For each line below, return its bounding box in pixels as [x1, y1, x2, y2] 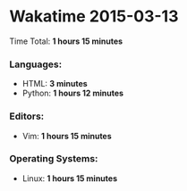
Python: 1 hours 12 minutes [21, 87, 123, 99]
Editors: [9, 110, 45, 122]
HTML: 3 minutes [21, 79, 88, 89]
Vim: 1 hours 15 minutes [21, 130, 112, 141]
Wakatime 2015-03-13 [9, 6, 179, 27]
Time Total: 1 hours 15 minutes [9, 36, 123, 46]
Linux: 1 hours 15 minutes [21, 172, 118, 184]
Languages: [9, 58, 63, 71]
